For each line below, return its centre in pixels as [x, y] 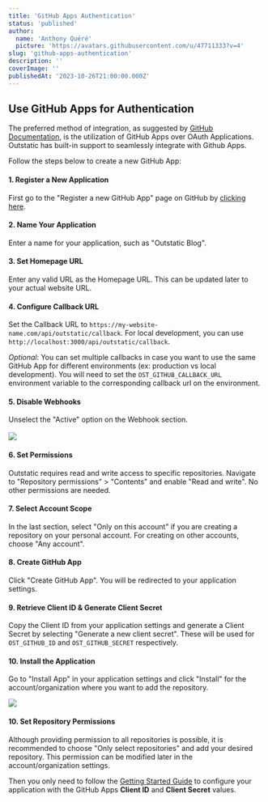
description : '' [36, 62]
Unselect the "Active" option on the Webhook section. [98, 420]
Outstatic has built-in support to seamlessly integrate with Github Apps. [128, 146]
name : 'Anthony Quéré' [54, 38]
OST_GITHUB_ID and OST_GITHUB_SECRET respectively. [94, 643]
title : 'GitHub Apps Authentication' [72, 16]
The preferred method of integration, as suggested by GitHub [111, 128]
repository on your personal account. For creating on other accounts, [123, 535]
